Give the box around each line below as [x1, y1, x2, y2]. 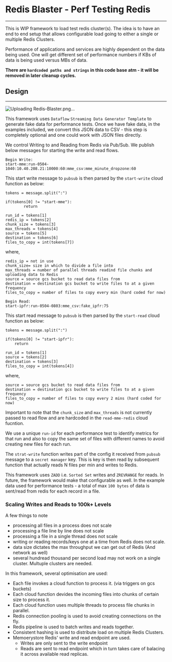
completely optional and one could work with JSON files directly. [5, 132, 142, 138]
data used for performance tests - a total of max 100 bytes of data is [5, 482, 150, 488]
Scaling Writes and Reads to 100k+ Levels [5, 501, 112, 508]
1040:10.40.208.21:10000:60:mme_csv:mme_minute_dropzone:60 [5, 166, 137, 171]
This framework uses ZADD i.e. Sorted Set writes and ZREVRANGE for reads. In [5, 472, 164, 478]
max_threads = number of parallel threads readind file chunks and [5, 267, 153, 272]
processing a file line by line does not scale [12, 528, 104, 534]
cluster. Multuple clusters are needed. [12, 561, 93, 567]
